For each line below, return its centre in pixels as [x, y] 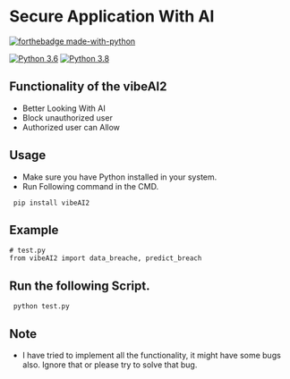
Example [34, 230]
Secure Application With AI [112, 17]
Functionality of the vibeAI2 [88, 87]
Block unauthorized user [68, 117]
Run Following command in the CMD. [90, 186]
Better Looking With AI [64, 108]
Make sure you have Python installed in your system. [119, 177]
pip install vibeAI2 [51, 203]
